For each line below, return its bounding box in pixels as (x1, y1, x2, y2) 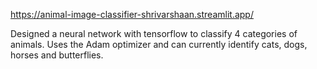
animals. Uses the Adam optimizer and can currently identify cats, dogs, (10, 39, 308, 50)
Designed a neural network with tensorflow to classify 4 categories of (10, 28, 298, 39)
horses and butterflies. (10, 49, 104, 61)
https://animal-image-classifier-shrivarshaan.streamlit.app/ (10, 9, 254, 20)
